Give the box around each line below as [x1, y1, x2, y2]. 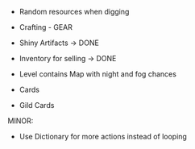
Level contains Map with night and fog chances [19, 69, 176, 79]
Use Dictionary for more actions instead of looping [19, 132, 187, 141]
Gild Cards [19, 101, 55, 110]
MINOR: [7, 116, 34, 126]
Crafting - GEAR [19, 23, 73, 31]
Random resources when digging [19, 7, 130, 16]
